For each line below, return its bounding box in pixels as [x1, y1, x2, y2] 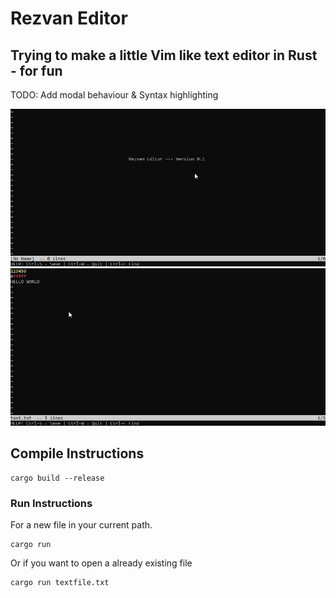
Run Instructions [10, 496, 93, 510]
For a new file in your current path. [10, 519, 153, 531]
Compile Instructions [10, 445, 145, 462]
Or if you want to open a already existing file [10, 557, 193, 569]
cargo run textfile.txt [10, 578, 110, 588]
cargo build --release [10, 473, 105, 483]
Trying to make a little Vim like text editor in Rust [10, 47, 318, 64]
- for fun [10, 62, 63, 79]
